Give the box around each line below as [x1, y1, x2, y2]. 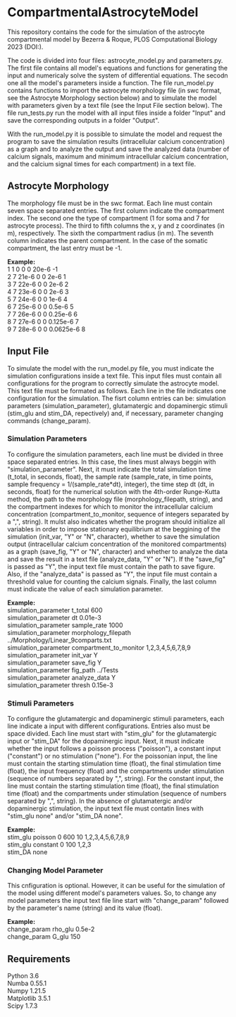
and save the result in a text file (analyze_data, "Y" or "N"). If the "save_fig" [7, 555, 225, 563]
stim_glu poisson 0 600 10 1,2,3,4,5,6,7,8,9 [7, 833, 130, 842]
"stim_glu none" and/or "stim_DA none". [7, 812, 123, 820]
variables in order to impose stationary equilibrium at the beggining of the [7, 524, 221, 533]
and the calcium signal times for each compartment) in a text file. [7, 159, 197, 168]
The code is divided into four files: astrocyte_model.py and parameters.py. [7, 56, 223, 64]
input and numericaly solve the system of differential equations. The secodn [7, 71, 228, 80]
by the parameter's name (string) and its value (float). [7, 904, 163, 913]
